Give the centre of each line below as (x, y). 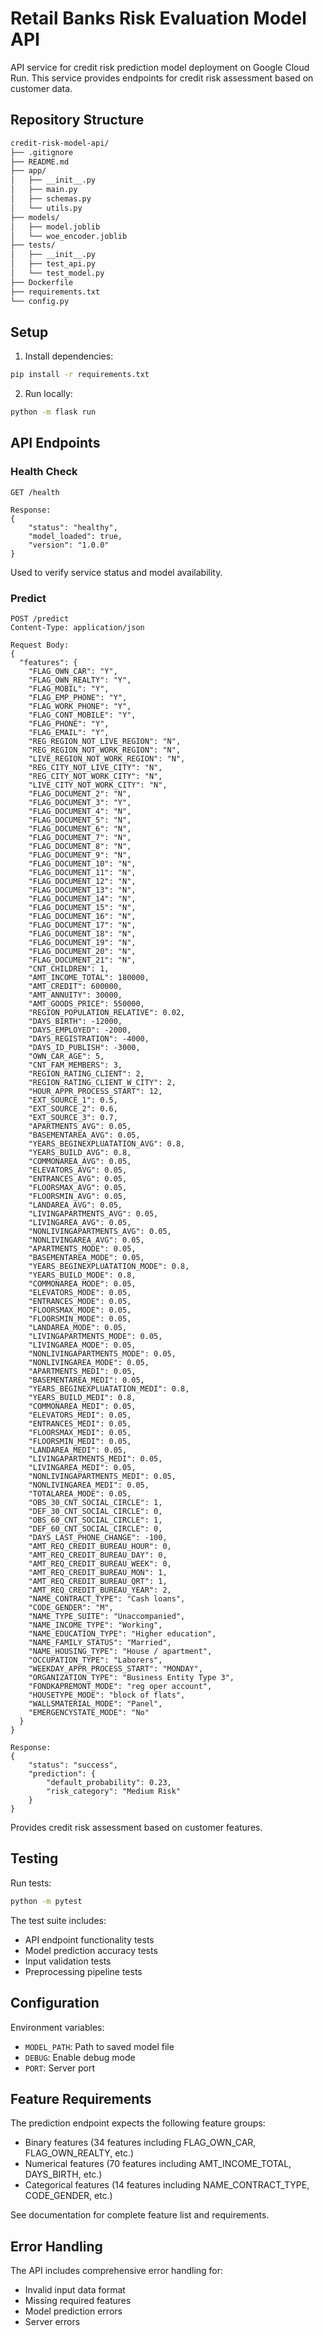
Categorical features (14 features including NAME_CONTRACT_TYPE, (167, 2185)
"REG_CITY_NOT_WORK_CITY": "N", (95, 777)
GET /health (35, 492)
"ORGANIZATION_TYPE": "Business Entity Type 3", (131, 1678)
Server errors (52, 2322)
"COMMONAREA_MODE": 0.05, (82, 1284)
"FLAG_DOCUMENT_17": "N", (82, 925)
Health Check (44, 472)
